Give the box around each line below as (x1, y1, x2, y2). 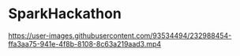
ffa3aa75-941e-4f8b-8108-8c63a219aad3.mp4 (8, 39, 162, 48)
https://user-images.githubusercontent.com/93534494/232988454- (8, 31, 232, 40)
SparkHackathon (8, 5, 122, 23)
